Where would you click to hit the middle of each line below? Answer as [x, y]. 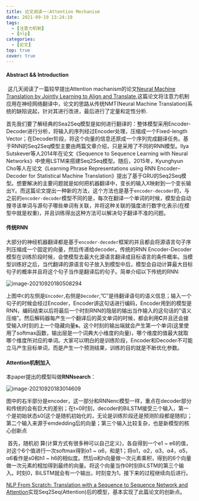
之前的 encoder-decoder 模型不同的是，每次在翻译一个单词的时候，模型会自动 [99, 198]
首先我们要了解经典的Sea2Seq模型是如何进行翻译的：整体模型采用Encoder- [99, 124]
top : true [18, 51]
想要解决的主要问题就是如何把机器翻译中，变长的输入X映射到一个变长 [101, 183]
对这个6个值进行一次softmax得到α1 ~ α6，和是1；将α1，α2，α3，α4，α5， [99, 451]
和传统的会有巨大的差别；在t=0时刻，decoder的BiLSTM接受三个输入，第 [95, 408]
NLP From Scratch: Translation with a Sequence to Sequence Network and [97, 485]
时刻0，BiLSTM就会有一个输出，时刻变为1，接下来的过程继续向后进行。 [104, 473]
